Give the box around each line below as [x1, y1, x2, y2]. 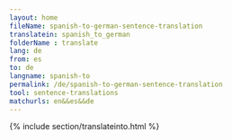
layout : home [9, 13, 58, 22]
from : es [9, 55, 42, 64]
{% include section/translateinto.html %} [9, 121, 160, 132]
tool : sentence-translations [9, 88, 119, 97]
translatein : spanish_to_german [9, 30, 130, 39]
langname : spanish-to [9, 72, 91, 81]
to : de [9, 64, 34, 73]
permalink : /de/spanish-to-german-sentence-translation [9, 80, 223, 89]
